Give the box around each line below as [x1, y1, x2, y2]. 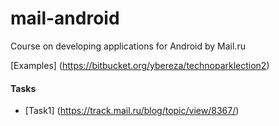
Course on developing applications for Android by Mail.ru [10, 40, 246, 52]
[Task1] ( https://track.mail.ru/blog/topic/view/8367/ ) [24, 105, 240, 117]
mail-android [10, 7, 120, 30]
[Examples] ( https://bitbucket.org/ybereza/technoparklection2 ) [10, 59, 270, 71]
